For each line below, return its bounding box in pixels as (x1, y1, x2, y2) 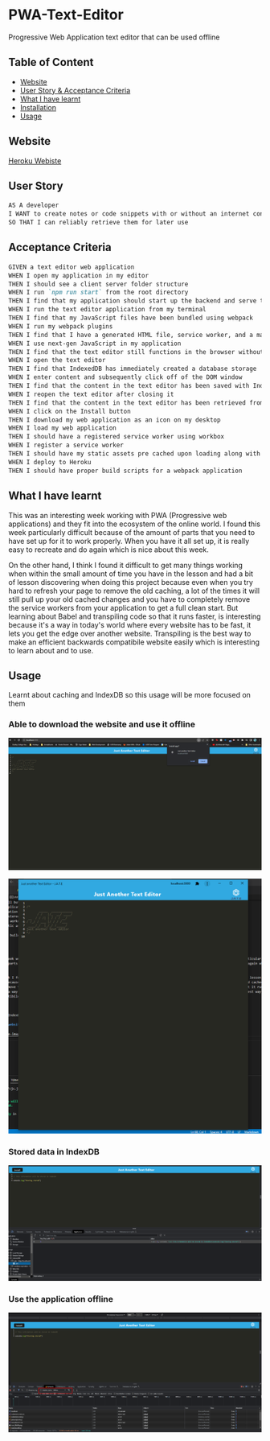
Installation (19, 102, 57, 112)
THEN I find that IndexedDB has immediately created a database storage (8, 364, 257, 373)
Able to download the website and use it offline (8, 718, 195, 730)
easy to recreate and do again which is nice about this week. (8, 545, 209, 554)
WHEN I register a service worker (8, 441, 125, 450)
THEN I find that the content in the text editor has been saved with (8, 382, 250, 390)
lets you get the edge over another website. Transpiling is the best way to (8, 628, 252, 638)
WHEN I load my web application (8, 424, 117, 432)
